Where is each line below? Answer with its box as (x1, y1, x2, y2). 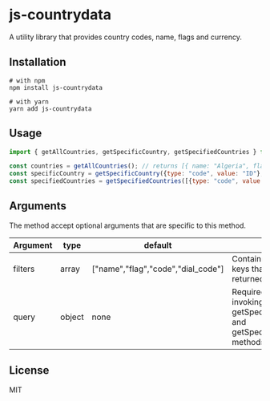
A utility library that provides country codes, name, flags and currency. (9, 32, 243, 42)
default (143, 239, 172, 250)
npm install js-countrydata (9, 83, 103, 91)
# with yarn (9, 98, 49, 106)
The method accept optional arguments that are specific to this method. (9, 221, 247, 230)
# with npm (9, 76, 46, 85)
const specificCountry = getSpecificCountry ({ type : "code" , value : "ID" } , (9, 170, 264, 178)
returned (232, 273, 265, 284)
